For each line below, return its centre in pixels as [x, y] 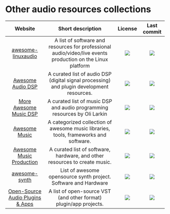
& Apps [25, 204]
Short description [80, 28]
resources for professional [80, 47]
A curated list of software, [80, 149]
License [127, 28]
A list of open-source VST [80, 191]
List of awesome [80, 170]
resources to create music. [80, 162]
